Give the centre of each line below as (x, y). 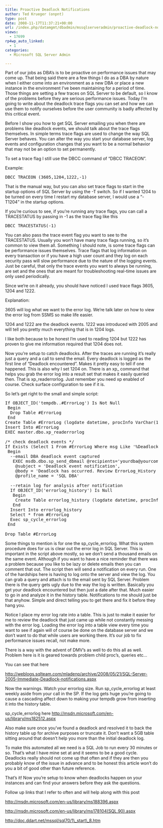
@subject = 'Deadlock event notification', (68, 466)
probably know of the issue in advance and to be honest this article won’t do (81, 763)
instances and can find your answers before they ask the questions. (73, 783)
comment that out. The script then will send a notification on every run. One (81, 569)
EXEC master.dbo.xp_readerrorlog (45, 432)
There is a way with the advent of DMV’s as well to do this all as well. (74, 650)
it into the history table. (28, 704)
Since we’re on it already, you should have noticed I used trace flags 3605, (80, 286)
